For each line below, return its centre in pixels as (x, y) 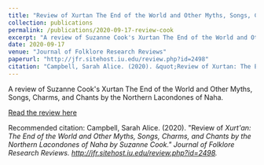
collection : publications (50, 23)
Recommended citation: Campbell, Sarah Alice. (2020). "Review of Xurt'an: (130, 127)
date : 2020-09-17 (37, 45)
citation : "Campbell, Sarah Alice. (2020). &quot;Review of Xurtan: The (130, 67)
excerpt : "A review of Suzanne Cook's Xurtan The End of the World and (128, 37)
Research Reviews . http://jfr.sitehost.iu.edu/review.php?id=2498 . (113, 152)
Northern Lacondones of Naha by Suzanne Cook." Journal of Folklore (121, 144)
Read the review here (42, 112)
